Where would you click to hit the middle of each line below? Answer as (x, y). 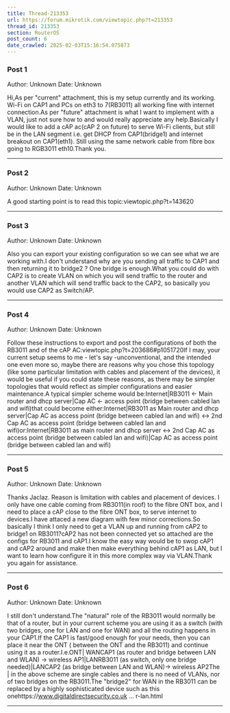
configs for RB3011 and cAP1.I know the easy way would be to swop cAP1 (110, 541)
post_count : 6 (27, 39)
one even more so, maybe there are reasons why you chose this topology (111, 365)
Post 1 (17, 69)
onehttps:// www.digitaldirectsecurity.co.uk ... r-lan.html (85, 696)
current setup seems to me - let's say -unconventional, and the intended (109, 357)
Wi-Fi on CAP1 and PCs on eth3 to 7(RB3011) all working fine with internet (111, 105)
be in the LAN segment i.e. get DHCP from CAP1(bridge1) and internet (105, 134)
